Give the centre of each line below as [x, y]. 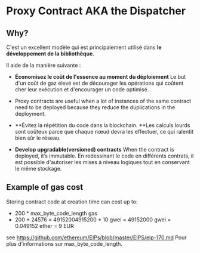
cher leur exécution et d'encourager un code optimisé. [82, 90]
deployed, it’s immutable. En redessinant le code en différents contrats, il [104, 156]
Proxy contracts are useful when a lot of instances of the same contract [103, 101]
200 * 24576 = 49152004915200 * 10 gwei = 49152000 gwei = [93, 220]
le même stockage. [38, 169]
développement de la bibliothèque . [50, 54]
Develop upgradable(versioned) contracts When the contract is [94, 149]
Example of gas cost [45, 187]
